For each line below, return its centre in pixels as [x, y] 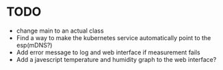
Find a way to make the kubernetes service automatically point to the [114, 37]
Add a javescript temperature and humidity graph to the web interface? [116, 59]
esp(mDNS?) [34, 45]
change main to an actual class [60, 31]
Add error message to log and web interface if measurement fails [108, 52]
